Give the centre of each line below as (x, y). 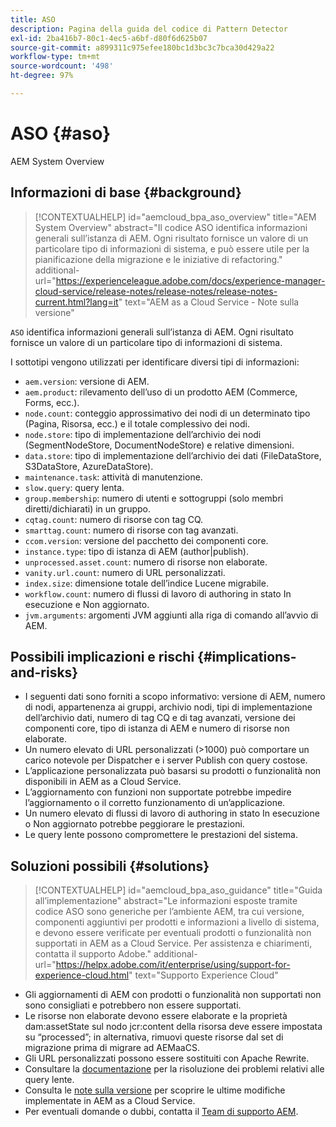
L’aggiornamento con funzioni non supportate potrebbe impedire (158, 792)
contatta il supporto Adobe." (93, 954)
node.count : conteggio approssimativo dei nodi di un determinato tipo (167, 413)
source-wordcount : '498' (62, 66)
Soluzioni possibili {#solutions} (110, 866)
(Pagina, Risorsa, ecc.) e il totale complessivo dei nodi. (137, 423)
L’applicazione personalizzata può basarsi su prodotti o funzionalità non (173, 771)
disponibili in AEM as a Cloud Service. (103, 782)
